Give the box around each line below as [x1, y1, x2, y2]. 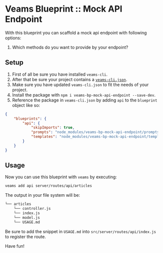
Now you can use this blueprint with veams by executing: [5, 174, 117, 180]
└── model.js [14, 215, 40, 220]
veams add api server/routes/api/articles [5, 184, 92, 188]
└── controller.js [14, 206, 51, 211]
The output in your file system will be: [5, 192, 80, 198]
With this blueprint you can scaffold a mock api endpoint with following [5, 30, 147, 35]
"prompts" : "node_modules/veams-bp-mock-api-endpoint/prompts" [31, 130, 162, 135]
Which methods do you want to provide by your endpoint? [12, 44, 129, 50]
